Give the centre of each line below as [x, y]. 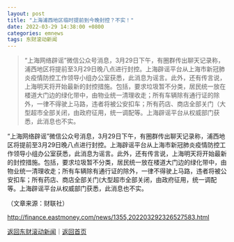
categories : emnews [36, 33]
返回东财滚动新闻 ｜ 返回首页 [47, 232]
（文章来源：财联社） [38, 204]
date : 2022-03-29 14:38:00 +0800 [56, 27]
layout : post [26, 14]
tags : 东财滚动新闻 [32, 40]
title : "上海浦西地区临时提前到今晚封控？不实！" [71, 20]
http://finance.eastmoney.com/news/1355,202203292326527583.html [108, 218]
